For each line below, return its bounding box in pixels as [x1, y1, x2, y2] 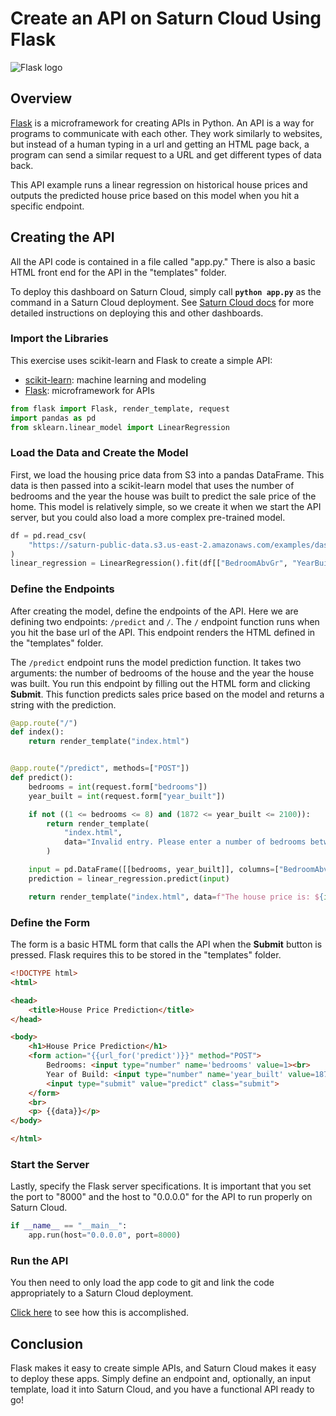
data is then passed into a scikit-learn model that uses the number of [10, 479, 295, 491]
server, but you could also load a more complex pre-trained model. [10, 511, 286, 523]
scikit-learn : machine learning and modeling [24, 373, 207, 386]
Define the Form [10, 915, 91, 929]
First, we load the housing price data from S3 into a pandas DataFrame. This [10, 468, 325, 481]
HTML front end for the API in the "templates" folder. [10, 266, 227, 278]
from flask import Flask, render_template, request [10, 403, 230, 414]
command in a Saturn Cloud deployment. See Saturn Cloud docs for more [10, 296, 315, 308]
